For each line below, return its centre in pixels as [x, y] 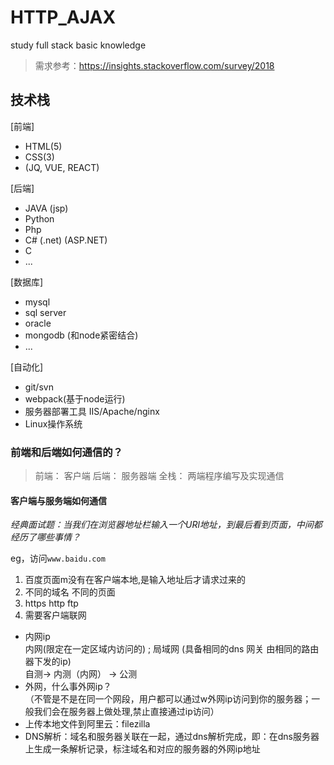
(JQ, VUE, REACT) [62, 167]
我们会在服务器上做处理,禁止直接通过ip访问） [126, 712]
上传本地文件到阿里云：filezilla [87, 724]
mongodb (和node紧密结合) [81, 335]
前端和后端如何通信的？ [66, 452]
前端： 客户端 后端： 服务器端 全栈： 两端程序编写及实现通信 [159, 476]
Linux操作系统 [53, 423]
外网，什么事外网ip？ [68, 687]
